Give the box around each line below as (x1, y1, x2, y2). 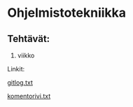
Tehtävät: (7, 33, 50, 45)
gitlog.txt (7, 78, 34, 87)
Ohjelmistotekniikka (7, 5, 127, 21)
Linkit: (7, 65, 25, 73)
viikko (17, 51, 35, 59)
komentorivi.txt (7, 92, 51, 100)
